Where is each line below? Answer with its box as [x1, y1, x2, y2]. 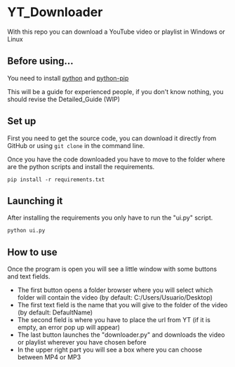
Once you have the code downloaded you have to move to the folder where [7, 155, 226, 164]
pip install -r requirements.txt [7, 176, 105, 183]
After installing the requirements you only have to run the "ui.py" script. [7, 213, 213, 222]
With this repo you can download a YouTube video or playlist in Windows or [7, 27, 226, 36]
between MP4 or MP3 [17, 353, 81, 361]
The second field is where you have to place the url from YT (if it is [17, 316, 210, 324]
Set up [7, 115, 36, 127]
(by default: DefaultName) [17, 308, 93, 316]
